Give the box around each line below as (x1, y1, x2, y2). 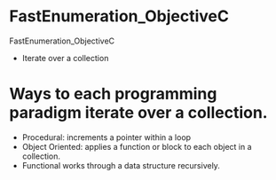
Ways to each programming (9, 84, 217, 104)
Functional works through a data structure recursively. (21, 160, 220, 170)
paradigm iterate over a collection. (9, 103, 268, 123)
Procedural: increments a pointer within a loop (21, 131, 192, 143)
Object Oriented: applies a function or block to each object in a (21, 141, 252, 152)
